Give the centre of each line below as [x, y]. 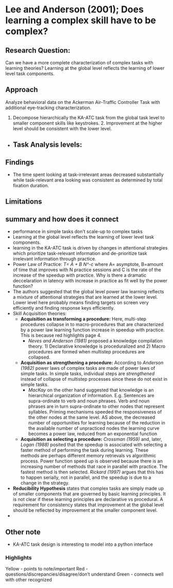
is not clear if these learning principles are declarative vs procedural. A [88, 500]
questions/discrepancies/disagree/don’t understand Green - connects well [84, 574]
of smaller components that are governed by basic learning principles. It [89, 494]
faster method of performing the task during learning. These [84, 450]
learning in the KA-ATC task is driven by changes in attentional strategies [90, 248]
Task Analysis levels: [47, 145]
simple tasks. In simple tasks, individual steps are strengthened [88, 373]
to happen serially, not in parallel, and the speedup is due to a [86, 477]
